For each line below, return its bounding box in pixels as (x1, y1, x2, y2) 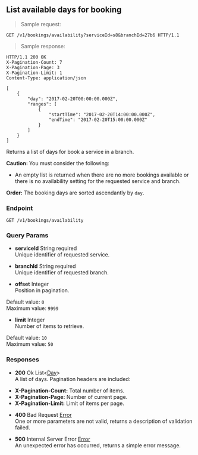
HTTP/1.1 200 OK (6, 54, 46, 60)
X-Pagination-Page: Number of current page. (14, 393, 128, 400)
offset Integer (14, 280, 49, 288)
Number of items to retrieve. (14, 323, 84, 330)
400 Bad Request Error (14, 411, 73, 418)
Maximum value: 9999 (6, 305, 59, 312)
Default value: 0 (6, 298, 45, 306)
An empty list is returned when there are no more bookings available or (14, 171, 189, 178)
